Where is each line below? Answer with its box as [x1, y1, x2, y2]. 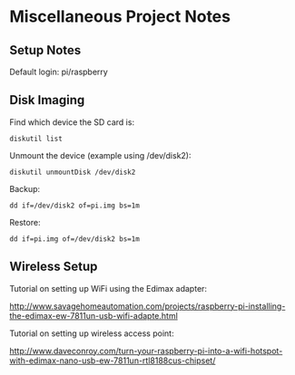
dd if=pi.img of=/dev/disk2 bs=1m [9, 234, 141, 244]
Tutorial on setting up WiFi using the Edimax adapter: [9, 283, 207, 293]
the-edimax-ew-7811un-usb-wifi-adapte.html [9, 310, 179, 321]
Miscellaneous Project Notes [9, 6, 231, 27]
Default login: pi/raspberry [9, 66, 109, 77]
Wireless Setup [9, 259, 98, 274]
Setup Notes [9, 43, 82, 58]
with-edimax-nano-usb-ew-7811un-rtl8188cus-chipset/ [9, 355, 216, 366]
